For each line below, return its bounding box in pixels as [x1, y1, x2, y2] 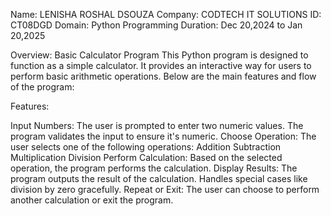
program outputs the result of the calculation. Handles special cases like [10, 173, 308, 184]
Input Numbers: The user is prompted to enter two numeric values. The [10, 120, 304, 131]
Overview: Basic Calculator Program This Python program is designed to [10, 49, 309, 61]
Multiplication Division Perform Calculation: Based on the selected [10, 152, 283, 163]
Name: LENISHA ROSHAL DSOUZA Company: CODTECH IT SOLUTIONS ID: [10, 9, 322, 20]
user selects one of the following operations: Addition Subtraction [10, 141, 282, 153]
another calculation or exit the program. [10, 194, 174, 206]
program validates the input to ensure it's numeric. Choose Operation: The [10, 130, 317, 142]
